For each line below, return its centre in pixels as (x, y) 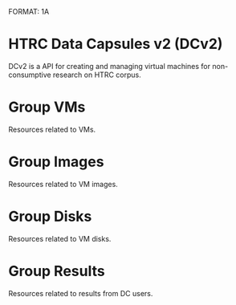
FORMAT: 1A (29, 12)
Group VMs (47, 107)
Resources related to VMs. (52, 129)
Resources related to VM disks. (60, 238)
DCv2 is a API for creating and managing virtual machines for (110, 66)
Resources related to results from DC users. (81, 293)
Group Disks (50, 217)
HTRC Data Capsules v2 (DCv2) (116, 44)
